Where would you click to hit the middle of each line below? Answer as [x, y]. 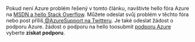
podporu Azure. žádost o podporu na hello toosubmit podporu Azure [88, 26]
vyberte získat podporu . [36, 33]
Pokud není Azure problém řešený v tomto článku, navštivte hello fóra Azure [98, 8]
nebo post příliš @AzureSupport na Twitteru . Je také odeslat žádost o [90, 20]
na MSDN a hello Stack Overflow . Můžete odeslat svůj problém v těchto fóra [97, 14]
